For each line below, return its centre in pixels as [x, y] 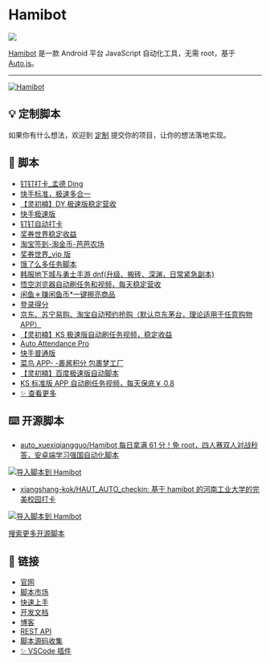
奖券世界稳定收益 [48, 234]
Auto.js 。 [23, 63]
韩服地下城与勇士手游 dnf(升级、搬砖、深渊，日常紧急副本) [117, 274]
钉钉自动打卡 [41, 223]
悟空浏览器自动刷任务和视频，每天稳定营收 [90, 284]
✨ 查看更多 [38, 393]
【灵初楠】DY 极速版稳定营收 [68, 203]
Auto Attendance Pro [55, 343]
